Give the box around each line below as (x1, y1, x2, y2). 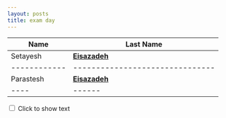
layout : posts (7, 10, 49, 18)
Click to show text (17, 104, 71, 112)
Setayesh (11, 51, 42, 60)
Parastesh (11, 74, 44, 84)
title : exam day (7, 17, 55, 24)
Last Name (125, 39, 162, 49)
